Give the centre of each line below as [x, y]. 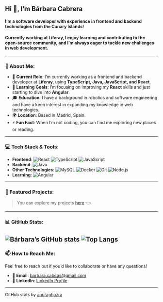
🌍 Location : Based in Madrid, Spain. [49, 115]
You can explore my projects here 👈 [54, 203]
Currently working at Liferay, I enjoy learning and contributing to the [75, 37]
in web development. [27, 48]
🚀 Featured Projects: [30, 192]
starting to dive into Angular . [41, 92]
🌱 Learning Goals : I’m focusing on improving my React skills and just [81, 87]
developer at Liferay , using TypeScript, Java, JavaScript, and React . [81, 82]
